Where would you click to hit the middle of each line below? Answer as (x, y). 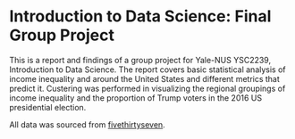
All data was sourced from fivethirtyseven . (87, 124)
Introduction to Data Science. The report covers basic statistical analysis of (147, 69)
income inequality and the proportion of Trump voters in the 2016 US (135, 98)
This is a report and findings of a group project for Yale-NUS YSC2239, (140, 60)
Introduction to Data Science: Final (140, 16)
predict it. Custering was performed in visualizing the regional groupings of (147, 88)
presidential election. (48, 107)
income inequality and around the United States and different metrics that (144, 78)
